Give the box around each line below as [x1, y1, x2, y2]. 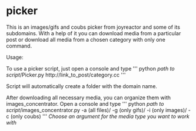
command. [6, 42, 32, 49]
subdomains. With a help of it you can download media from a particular [6, 29, 181, 36]
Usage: [6, 53, 24, 61]
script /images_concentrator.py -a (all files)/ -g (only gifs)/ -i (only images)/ [6, 106, 187, 113]
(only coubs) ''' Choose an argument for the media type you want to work [10, 113, 190, 120]
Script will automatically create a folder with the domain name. [6, 82, 158, 89]
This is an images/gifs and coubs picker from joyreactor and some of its [6, 23, 181, 31]
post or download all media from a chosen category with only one [6, 36, 166, 43]
